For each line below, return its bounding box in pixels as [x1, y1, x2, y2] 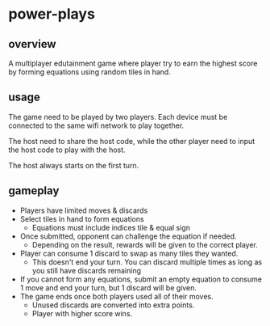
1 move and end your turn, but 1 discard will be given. [19, 282, 197, 292]
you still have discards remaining [31, 265, 142, 275]
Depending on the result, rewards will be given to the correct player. [31, 239, 258, 249]
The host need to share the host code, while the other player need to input [8, 136, 255, 146]
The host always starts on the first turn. [8, 160, 139, 170]
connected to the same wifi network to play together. [8, 121, 185, 130]
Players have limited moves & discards [19, 205, 148, 215]
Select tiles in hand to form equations [19, 214, 144, 223]
